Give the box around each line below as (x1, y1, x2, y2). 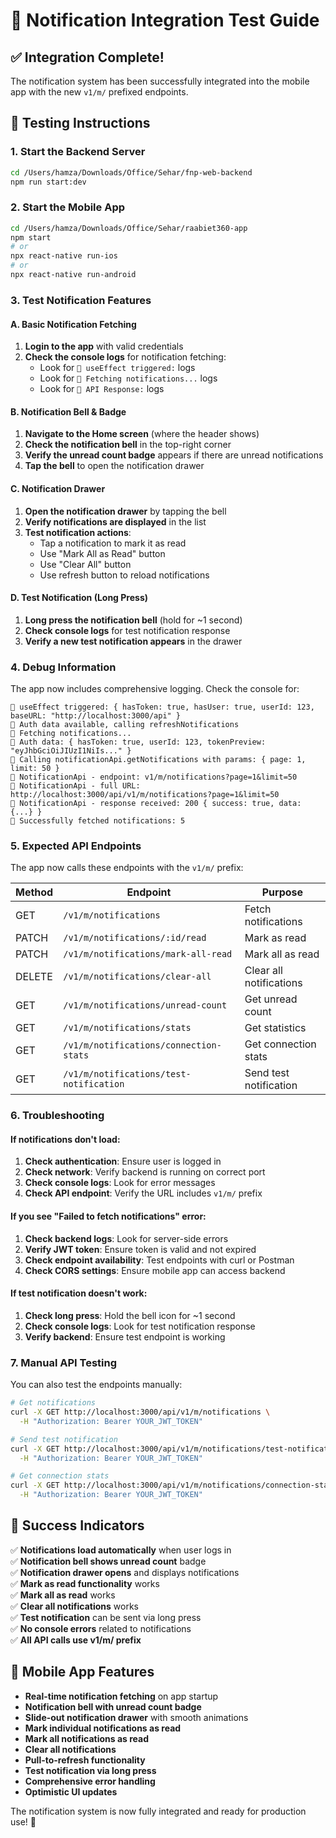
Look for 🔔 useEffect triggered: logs (39, 362, 196, 374)
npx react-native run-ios (10, 251, 118, 261)
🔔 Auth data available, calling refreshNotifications (10, 720, 240, 730)
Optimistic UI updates (24, 1785, 118, 1798)
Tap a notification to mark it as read (39, 537, 187, 549)
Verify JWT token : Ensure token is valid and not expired (24, 1243, 257, 1255)
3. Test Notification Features (10, 293, 152, 307)
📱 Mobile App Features (10, 1664, 155, 1681)
